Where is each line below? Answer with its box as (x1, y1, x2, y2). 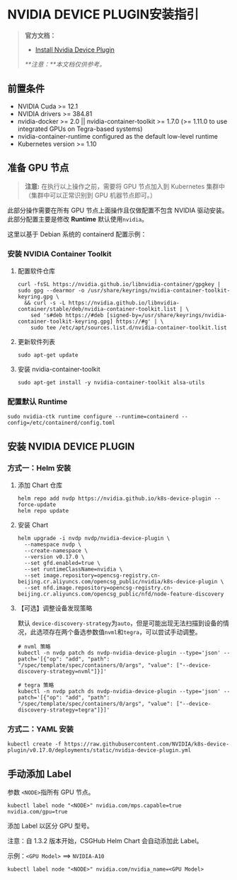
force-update (17, 501, 57, 508)
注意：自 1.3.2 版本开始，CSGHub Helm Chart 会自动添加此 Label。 (7, 836, 203, 845)
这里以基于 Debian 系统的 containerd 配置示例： (7, 229, 147, 238)
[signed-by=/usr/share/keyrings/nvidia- (106, 312, 228, 319)
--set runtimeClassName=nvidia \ (24, 566, 123, 573)
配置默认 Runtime (7, 396, 68, 406)
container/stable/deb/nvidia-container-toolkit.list (17, 305, 177, 312)
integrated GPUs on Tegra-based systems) (17, 125, 143, 133)
